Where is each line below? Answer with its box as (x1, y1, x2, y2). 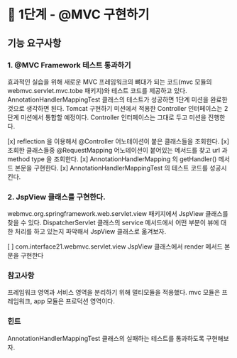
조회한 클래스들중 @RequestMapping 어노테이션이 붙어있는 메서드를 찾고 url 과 (7, 146, 228, 154)
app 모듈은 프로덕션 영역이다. (33, 297, 116, 305)
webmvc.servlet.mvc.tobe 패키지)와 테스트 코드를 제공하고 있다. (7, 86, 187, 94)
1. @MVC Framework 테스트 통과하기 (7, 60, 131, 70)
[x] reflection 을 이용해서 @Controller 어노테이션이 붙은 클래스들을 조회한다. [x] (7, 136, 229, 146)
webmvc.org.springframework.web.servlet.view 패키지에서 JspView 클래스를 (7, 210, 228, 218)
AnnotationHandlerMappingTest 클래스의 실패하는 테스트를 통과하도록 (7, 334, 204, 342)
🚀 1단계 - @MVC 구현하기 (7, 6, 150, 23)
